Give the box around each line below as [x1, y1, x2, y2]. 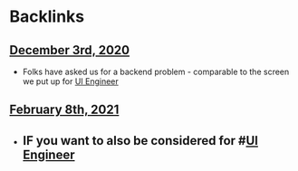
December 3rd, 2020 [9, 43, 130, 58]
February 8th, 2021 [9, 102, 120, 118]
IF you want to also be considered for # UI [22, 133, 258, 148]
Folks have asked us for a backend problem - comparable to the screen [22, 66, 290, 77]
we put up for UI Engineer [22, 76, 120, 87]
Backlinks [9, 6, 85, 27]
